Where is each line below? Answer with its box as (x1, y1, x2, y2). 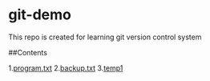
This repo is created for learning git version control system (8, 32, 202, 42)
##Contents (8, 47, 48, 57)
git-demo (8, 6, 72, 24)
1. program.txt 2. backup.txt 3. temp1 (8, 63, 123, 73)
